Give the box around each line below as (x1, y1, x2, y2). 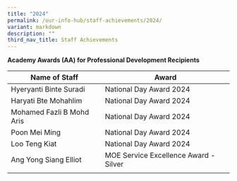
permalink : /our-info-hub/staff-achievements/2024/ (7, 17, 162, 24)
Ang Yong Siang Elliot (11, 155, 83, 165)
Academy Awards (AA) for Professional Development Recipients (7, 56, 200, 64)
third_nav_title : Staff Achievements (7, 37, 119, 44)
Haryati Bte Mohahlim (11, 96, 83, 106)
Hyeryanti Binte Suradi (11, 85, 85, 94)
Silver (104, 159, 124, 169)
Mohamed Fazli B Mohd (11, 107, 90, 117)
